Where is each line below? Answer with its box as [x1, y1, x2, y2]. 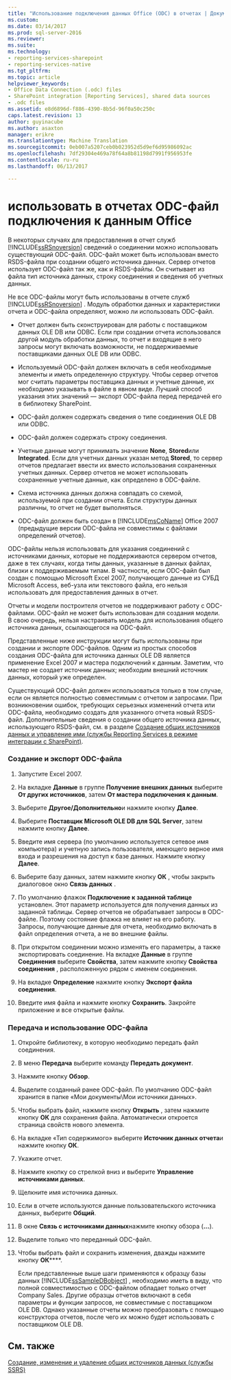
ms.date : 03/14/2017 [8, 23, 67, 29]
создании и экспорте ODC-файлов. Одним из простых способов [8, 643, 197, 652]
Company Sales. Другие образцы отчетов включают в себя [17, 1291, 191, 1299]
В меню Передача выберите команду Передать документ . [17, 1059, 194, 1068]
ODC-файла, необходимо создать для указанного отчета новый [8, 708, 195, 716]
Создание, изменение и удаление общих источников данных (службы [8, 1358, 214, 1366]
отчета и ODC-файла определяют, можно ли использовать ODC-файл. [8, 307, 215, 315]
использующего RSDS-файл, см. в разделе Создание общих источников [8, 722, 221, 730]
